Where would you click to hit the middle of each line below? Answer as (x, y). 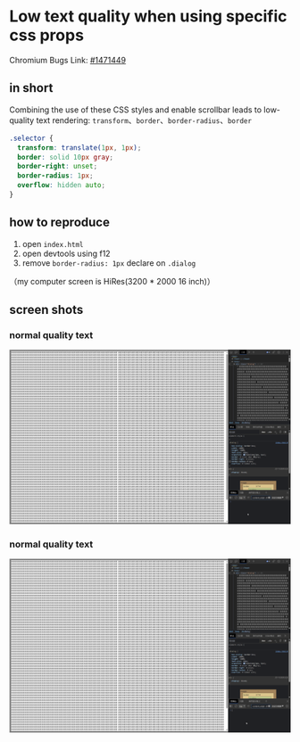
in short (31, 88)
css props (47, 35)
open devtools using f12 (66, 253)
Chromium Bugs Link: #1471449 (68, 60)
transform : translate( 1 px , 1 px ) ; (79, 148)
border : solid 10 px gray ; (66, 157)
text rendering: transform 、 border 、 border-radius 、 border (144, 120)
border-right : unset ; (58, 167)
